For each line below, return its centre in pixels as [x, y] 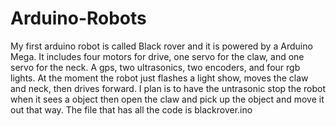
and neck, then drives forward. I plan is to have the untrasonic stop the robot [168, 88]
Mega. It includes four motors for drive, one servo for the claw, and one [157, 56]
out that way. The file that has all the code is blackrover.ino [131, 109]
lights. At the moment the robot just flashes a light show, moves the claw [159, 78]
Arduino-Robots [78, 18]
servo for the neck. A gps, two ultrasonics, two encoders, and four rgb [155, 67]
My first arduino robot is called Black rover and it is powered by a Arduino [161, 46]
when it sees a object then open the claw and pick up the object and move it [167, 99]
